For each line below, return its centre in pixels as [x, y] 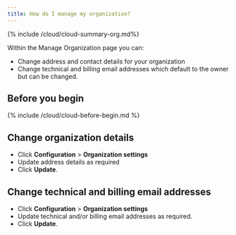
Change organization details [71, 137]
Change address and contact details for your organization [101, 61]
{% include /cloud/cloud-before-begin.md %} [74, 115]
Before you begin [46, 98]
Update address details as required [68, 162]
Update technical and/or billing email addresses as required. [105, 217]
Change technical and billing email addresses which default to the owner [123, 68]
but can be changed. [48, 76]
